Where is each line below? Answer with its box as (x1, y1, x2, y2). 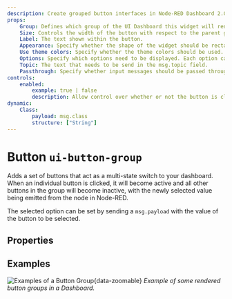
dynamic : (7, 100, 32, 107)
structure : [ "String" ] (32, 119, 97, 126)
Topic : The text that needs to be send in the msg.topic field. (19, 61, 209, 68)
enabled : (19, 81, 45, 88)
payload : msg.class (32, 113, 88, 119)
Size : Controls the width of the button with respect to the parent (19, 29, 221, 37)
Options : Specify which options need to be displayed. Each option (19, 55, 217, 62)
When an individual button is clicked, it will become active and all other (7, 179, 209, 187)
